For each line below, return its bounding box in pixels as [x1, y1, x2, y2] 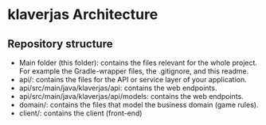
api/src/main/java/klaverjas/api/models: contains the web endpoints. [18, 92, 244, 100]
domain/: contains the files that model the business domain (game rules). [18, 100, 259, 109]
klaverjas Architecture [7, 6, 158, 24]
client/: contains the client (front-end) [18, 108, 143, 118]
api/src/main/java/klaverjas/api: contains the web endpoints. [18, 83, 217, 93]
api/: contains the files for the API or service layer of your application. [18, 75, 248, 84]
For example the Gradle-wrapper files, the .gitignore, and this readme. [18, 66, 249, 76]
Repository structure [7, 37, 113, 51]
